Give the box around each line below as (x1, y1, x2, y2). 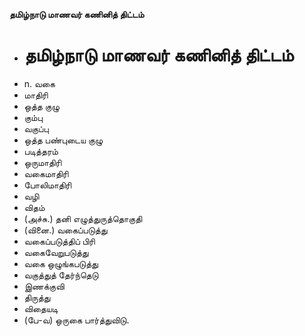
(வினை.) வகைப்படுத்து (23, 224, 108, 236)
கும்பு (23, 111, 43, 123)
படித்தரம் (23, 145, 59, 157)
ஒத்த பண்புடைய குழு (23, 134, 104, 146)
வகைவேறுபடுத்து (23, 246, 89, 258)
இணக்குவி (23, 280, 65, 292)
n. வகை (23, 77, 56, 89)
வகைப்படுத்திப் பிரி (23, 235, 96, 247)
